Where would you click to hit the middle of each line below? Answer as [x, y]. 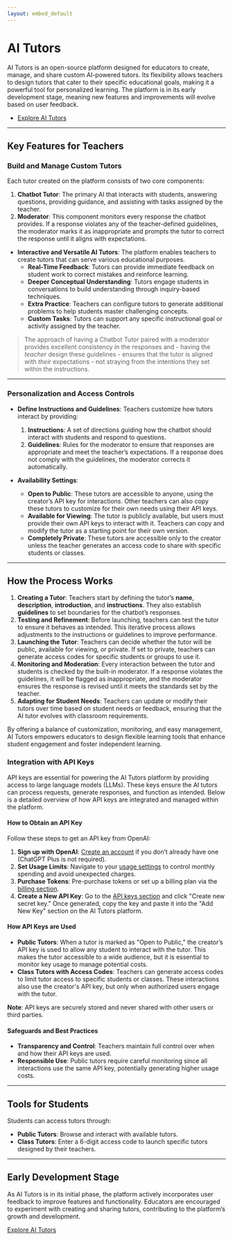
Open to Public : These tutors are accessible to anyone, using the [120, 494]
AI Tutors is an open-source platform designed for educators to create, [109, 67]
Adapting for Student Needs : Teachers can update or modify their [112, 701]
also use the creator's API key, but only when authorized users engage [118, 987]
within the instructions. [57, 369]
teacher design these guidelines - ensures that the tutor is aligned [118, 355]
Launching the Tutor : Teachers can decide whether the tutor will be [114, 642]
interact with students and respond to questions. [97, 437]
